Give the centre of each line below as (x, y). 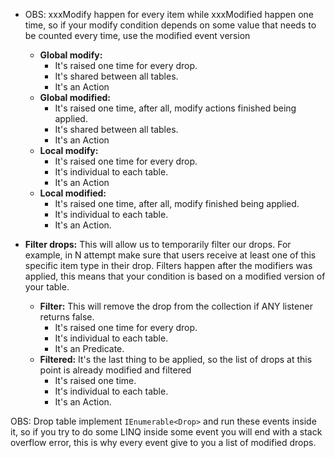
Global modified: (75, 97)
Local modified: (73, 193)
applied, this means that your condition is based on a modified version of (175, 276)
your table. (47, 287)
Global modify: (71, 55)
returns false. (67, 317)
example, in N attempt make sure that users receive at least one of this (170, 255)
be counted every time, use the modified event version (137, 35)
